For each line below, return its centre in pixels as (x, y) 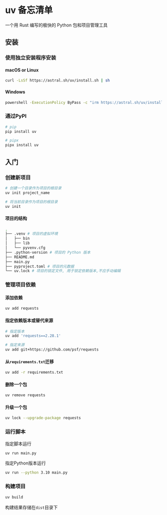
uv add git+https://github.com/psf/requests (52, 350)
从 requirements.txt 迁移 (30, 361)
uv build (14, 497)
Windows (15, 92)
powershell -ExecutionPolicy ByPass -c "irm (52, 102)
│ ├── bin (17, 239)
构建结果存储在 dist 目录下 (32, 507)
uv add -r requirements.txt (34, 373)
